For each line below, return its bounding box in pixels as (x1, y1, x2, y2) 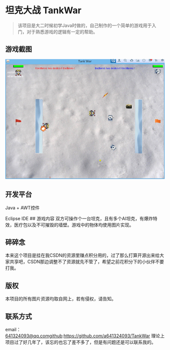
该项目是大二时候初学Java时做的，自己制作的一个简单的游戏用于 (17, 22, 152, 28)
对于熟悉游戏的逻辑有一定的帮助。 (26, 28, 98, 34)
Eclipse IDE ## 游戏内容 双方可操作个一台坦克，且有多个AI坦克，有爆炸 (5, 215, 153, 221)
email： (5, 327, 21, 332)
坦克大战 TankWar (5, 5, 82, 16)
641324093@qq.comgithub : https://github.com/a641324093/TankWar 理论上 (5, 333, 165, 339)
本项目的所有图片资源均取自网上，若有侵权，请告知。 (5, 296, 116, 302)
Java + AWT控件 (5, 204, 40, 211)
